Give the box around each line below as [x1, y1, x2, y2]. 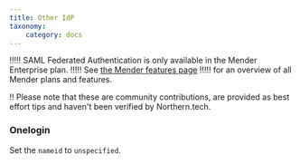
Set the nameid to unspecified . [9, 144, 122, 155]
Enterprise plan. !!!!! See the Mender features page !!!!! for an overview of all [9, 64, 292, 75]
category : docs [25, 30, 83, 39]
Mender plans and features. [9, 74, 113, 85]
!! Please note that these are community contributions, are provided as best [9, 92, 290, 102]
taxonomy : [9, 22, 47, 31]
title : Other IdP [9, 13, 75, 23]
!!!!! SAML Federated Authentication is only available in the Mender [9, 55, 258, 66]
